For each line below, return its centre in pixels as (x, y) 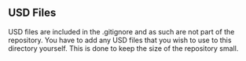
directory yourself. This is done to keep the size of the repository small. (123, 48)
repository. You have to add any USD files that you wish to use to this (120, 40)
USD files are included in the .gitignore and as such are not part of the (121, 31)
